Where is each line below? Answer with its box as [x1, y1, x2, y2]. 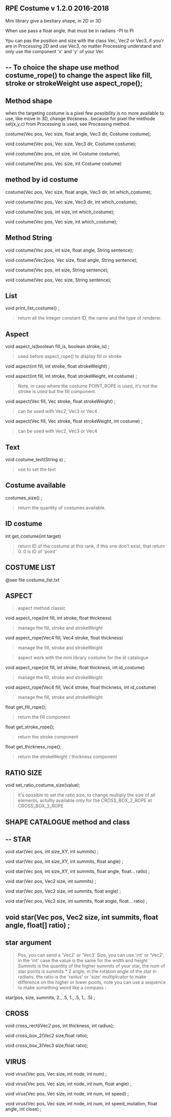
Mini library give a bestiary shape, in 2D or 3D [5, 17, 102, 24]
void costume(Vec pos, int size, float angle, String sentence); [5, 247, 134, 253]
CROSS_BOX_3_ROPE [17, 803, 64, 809]
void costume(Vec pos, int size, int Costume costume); [5, 151, 120, 157]
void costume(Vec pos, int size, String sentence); [5, 267, 109, 273]
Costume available [5, 481, 66, 490]
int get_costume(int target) [5, 533, 61, 539]
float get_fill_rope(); [5, 704, 47, 710]
